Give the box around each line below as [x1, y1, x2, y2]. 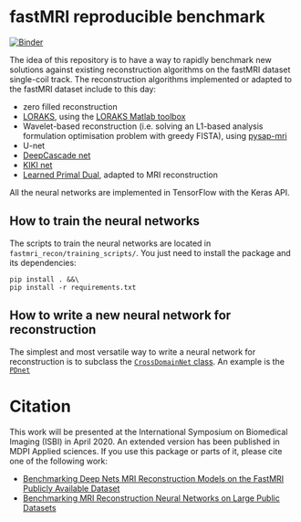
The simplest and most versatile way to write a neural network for [9, 346, 256, 357]
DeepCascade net [22, 149, 91, 161]
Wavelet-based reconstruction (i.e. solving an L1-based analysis [22, 121, 264, 132]
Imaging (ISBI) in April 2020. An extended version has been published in [9, 436, 280, 447]
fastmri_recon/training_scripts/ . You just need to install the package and [9, 247, 292, 258]
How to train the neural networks [9, 213, 201, 229]
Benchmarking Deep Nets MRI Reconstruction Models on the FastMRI [22, 473, 285, 484]
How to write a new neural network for [9, 308, 232, 324]
